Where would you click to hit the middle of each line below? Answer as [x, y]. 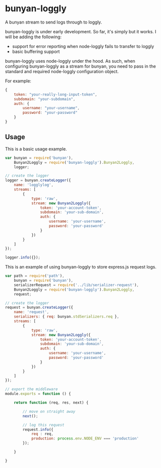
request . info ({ [38, 429]
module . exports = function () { [38, 394]
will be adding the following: [34, 37]
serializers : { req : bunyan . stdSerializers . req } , [67, 317]
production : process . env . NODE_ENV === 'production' [85, 439]
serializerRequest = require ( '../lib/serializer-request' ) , [76, 285]
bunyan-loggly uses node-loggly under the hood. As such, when [70, 61]
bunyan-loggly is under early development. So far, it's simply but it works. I [81, 31]
